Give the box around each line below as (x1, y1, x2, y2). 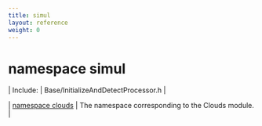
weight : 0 (8, 26, 41, 34)
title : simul (8, 11, 51, 20)
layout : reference (8, 19, 68, 27)
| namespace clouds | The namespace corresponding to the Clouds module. (8, 101, 255, 110)
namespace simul (8, 59, 126, 77)
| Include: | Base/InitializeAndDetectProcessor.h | (8, 85, 166, 95)
